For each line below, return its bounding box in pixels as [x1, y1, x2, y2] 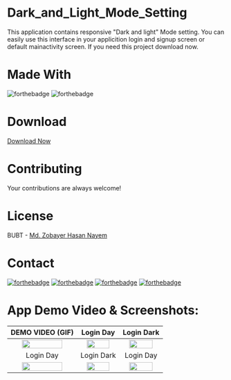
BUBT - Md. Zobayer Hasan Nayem [7, 230, 107, 239]
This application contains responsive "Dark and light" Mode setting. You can [7, 28, 225, 36]
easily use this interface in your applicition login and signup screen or [7, 35, 205, 43]
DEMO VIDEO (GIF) [10, 327, 74, 337]
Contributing [7, 161, 82, 177]
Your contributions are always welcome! [7, 183, 122, 192]
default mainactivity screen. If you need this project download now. [7, 42, 198, 51]
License [7, 208, 54, 224]
